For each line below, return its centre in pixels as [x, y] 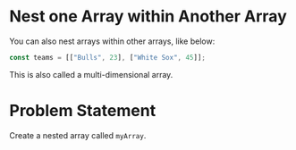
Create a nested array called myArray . [78, 135]
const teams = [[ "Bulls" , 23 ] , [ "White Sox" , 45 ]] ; [107, 57]
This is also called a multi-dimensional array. [91, 74]
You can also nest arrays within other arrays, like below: [112, 41]
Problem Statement [83, 111]
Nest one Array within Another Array [148, 17]
